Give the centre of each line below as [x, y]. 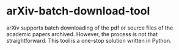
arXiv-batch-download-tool [78, 11]
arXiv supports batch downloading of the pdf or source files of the [90, 28]
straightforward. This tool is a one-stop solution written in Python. [89, 40]
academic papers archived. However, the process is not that [82, 34]
